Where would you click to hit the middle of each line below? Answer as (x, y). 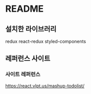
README (25, 9)
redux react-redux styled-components (46, 41)
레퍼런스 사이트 (28, 59)
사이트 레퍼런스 (23, 74)
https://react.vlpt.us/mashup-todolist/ (45, 86)
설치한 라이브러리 (31, 29)
